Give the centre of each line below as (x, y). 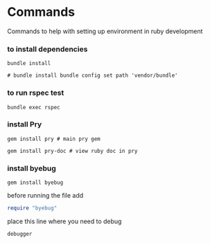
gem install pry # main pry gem (54, 139)
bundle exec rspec (34, 107)
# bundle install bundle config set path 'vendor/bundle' (93, 76)
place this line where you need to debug (64, 221)
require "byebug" (32, 208)
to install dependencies (47, 49)
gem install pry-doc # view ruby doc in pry (72, 151)
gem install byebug (35, 183)
